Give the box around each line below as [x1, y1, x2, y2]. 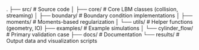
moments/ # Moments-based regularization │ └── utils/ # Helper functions [6, 18, 193, 25]
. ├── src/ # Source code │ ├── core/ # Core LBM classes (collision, [6, 6, 178, 12]
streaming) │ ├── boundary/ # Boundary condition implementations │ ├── [6, 12, 193, 19]
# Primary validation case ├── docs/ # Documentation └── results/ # [6, 31, 180, 38]
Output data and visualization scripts [6, 37, 98, 44]
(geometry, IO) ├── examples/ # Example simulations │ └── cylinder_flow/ [6, 24, 194, 32]
